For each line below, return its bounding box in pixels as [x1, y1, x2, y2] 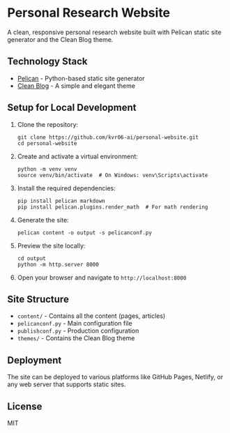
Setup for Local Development [7, 102, 137, 114]
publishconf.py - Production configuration [17, 326, 139, 335]
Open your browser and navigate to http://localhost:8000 [17, 273, 187, 282]
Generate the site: [17, 215, 69, 224]
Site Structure [7, 293, 70, 305]
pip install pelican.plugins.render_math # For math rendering [17, 204, 208, 211]
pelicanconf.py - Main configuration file [17, 319, 132, 328]
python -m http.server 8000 [17, 261, 99, 268]
